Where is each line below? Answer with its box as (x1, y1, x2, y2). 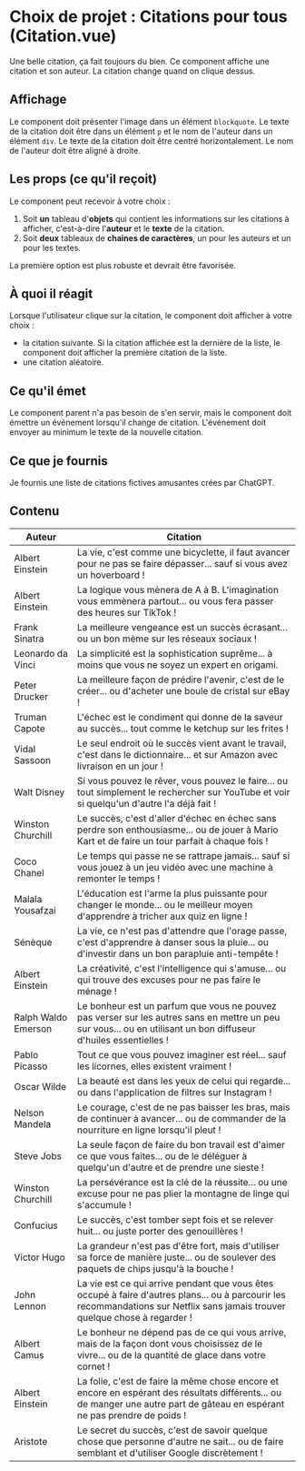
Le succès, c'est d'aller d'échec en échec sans (76, 811, 277, 824)
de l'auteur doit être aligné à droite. (9, 145, 141, 156)
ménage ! (76, 984, 118, 997)
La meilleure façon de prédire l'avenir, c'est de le (76, 673, 284, 686)
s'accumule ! (76, 1198, 132, 1211)
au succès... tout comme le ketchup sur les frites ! (76, 721, 289, 734)
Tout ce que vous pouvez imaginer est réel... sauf (76, 1048, 288, 1061)
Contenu (9, 503, 60, 519)
